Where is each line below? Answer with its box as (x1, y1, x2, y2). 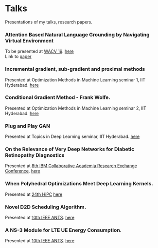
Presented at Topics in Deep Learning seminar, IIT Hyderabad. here (5, 134, 140, 139)
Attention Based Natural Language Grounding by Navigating (5, 31, 150, 38)
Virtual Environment (5, 37, 54, 44)
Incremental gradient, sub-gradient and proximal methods (5, 66, 145, 73)
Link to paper (5, 54, 32, 59)
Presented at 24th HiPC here (5, 191, 63, 197)
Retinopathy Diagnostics (5, 152, 65, 159)
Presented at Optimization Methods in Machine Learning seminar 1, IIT (5, 76, 146, 83)
